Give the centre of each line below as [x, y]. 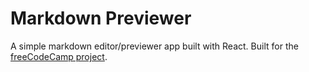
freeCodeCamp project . [59, 56]
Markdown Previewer [101, 18]
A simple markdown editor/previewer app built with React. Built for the [154, 46]
